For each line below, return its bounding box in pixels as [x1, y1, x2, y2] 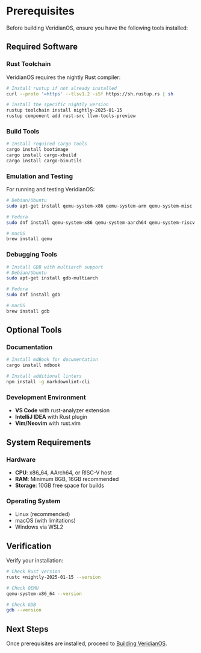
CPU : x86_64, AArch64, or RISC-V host [14, 469, 113, 476]
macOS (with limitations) [14, 517, 76, 524]
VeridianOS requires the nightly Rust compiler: [6, 74, 121, 81]
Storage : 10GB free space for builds [14, 482, 104, 489]
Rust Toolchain [6, 60, 51, 68]
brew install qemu [6, 236, 52, 242]
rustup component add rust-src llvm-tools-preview [6, 113, 136, 119]
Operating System [6, 497, 61, 505]
